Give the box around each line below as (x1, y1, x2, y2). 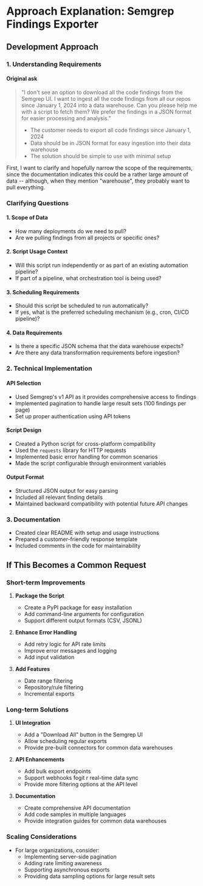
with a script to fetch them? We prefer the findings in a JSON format (21, 108, 192, 115)
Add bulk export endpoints (24, 768, 91, 775)
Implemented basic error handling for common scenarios (15, 453, 158, 460)
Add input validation (24, 653, 75, 661)
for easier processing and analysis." (21, 114, 111, 122)
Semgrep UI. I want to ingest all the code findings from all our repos (21, 95, 191, 102)
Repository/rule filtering (24, 683, 84, 691)
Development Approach (6, 42, 99, 52)
